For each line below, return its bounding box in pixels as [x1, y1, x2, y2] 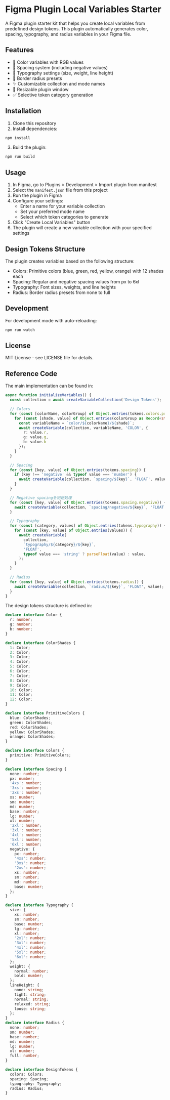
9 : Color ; [10, 683, 30, 688]
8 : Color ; [10, 678, 30, 683]
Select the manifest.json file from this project [12, 187, 108, 193]
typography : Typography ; [10, 1081, 62, 1086]
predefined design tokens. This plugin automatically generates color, [5, 25, 148, 31]
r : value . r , [23, 430, 49, 435]
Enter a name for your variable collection [20, 203, 105, 209]
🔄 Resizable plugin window [12, 86, 69, 92]
